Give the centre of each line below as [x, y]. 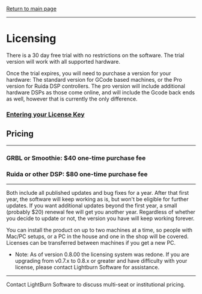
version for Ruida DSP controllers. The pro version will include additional [96, 86]
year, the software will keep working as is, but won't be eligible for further [97, 199]
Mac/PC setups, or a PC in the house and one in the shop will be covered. [97, 236]
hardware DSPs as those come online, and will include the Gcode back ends [101, 92]
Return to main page [32, 9]
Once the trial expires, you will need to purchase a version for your [89, 73]
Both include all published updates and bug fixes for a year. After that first [98, 192]
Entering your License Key [46, 114]
